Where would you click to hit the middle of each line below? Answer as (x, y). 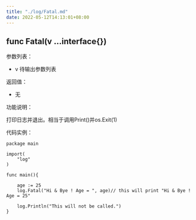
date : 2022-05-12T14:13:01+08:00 (48, 17)
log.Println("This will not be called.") (69, 206)
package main (22, 144)
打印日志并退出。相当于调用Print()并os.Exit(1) (62, 120)
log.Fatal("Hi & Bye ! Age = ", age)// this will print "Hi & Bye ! (104, 191)
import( (16, 154)
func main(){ (22, 175)
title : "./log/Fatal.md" (37, 12)
